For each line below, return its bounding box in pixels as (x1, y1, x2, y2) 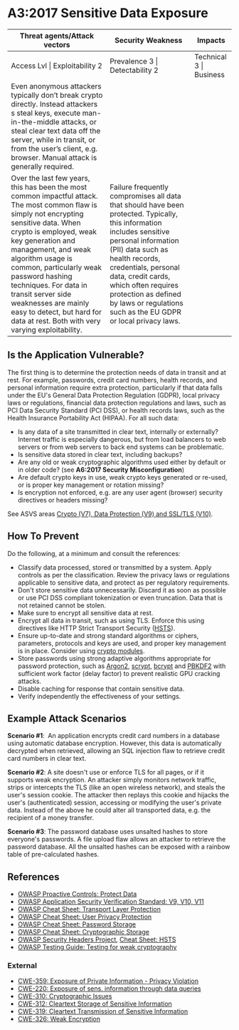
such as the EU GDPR (110, 307, 181, 317)
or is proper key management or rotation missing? (17, 480, 164, 489)
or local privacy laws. (110, 315, 181, 325)
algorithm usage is (11, 253, 73, 263)
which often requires (110, 280, 179, 290)
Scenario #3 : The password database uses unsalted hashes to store (7, 827, 208, 836)
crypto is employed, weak (11, 226, 97, 236)
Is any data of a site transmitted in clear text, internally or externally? (17, 427, 218, 436)
